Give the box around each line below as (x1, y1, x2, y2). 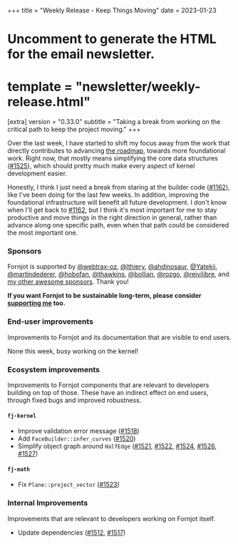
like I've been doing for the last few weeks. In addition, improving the (7, 190, 209, 199)
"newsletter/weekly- (75, 78, 201, 95)
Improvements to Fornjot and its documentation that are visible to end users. (7, 333, 232, 342)
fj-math (7, 466, 31, 473)
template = (7, 78, 73, 95)
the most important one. (7, 228, 78, 237)
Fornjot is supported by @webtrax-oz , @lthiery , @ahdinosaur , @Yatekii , (7, 262, 218, 271)
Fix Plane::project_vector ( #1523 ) (17, 481, 120, 489)
